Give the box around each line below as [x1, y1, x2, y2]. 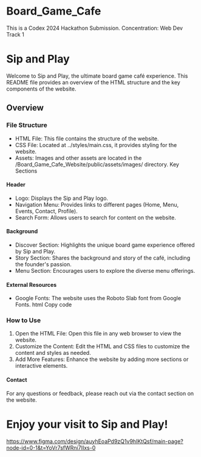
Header [6, 181, 26, 188]
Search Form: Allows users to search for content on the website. [15, 214, 176, 221]
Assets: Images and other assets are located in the [15, 154, 142, 162]
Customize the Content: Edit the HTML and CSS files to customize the [15, 343, 190, 350]
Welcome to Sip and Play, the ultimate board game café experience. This [6, 72, 188, 80]
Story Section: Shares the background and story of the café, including [15, 254, 190, 261]
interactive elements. [15, 362, 68, 369]
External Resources [6, 281, 57, 288]
